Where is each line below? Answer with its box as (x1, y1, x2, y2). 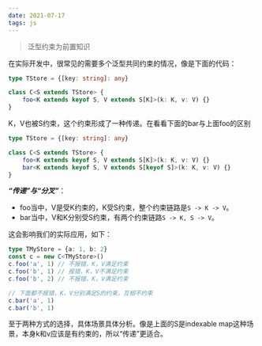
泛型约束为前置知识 (27, 41, 91, 51)
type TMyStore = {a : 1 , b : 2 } (8, 245, 108, 253)
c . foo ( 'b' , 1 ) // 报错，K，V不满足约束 (8, 268, 129, 276)
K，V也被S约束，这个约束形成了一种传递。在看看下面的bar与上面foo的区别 (8, 119, 251, 127)
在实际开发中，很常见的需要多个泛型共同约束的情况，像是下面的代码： (8, 59, 237, 68)
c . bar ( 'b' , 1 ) (8, 304, 55, 312)
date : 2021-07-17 (8, 11, 65, 20)
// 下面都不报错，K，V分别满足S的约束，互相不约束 (8, 289, 153, 297)
